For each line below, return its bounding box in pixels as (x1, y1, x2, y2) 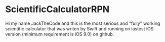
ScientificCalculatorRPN (5, 4, 110, 15)
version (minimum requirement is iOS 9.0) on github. (5, 31, 114, 37)
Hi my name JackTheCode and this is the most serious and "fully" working (5, 20, 160, 26)
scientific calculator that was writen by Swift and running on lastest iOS (5, 25, 154, 31)
